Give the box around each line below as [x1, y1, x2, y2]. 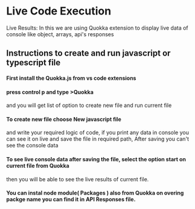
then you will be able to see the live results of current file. [6, 175, 149, 182]
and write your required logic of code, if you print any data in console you [6, 129, 189, 137]
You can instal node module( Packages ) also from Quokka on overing [6, 189, 184, 197]
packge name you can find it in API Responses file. [6, 196, 136, 203]
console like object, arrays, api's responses [6, 30, 114, 37]
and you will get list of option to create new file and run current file [6, 101, 172, 109]
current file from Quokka [6, 162, 69, 169]
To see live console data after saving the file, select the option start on [6, 155, 186, 162]
